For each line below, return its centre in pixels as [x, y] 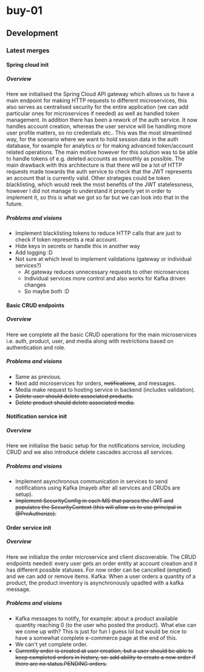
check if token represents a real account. [66, 240]
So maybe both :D [47, 291]
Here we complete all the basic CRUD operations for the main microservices [102, 334]
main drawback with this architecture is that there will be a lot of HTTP [94, 165]
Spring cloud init [28, 65]
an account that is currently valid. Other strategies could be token [88, 178]
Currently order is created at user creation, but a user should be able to [104, 651]
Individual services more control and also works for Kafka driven [105, 279]
